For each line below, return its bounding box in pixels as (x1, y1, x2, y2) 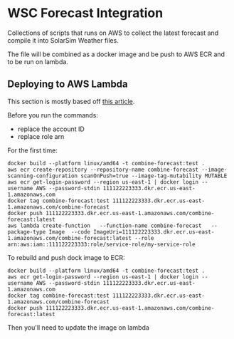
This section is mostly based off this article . (7, 97, 135, 105)
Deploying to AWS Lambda (7, 78, 128, 90)
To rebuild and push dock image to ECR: (7, 253, 125, 261)
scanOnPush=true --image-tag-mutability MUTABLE (80, 172, 228, 179)
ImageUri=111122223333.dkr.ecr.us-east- (93, 228, 215, 236)
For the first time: (7, 146, 58, 155)
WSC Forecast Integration (7, 5, 164, 21)
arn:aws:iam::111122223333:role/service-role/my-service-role (7, 241, 196, 248)
